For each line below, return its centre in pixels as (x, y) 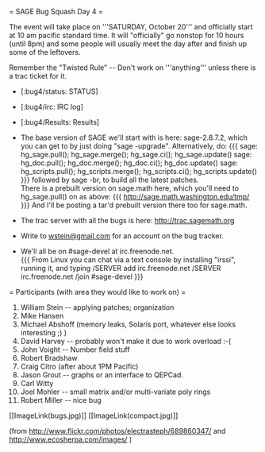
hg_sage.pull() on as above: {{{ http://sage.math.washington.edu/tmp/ (135, 197)
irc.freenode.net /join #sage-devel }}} (82, 276)
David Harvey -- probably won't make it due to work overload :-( (126, 341)
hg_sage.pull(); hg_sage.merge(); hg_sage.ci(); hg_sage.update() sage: (136, 155)
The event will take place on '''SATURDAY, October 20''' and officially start (131, 27)
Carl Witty (37, 383)
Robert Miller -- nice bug (61, 400)
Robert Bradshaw (49, 358)
